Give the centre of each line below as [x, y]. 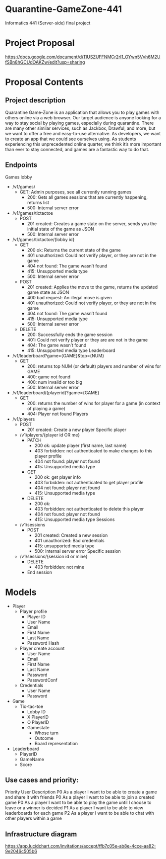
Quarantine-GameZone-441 [64, 9]
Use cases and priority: [42, 780]
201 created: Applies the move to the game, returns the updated [92, 287]
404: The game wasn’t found [57, 345]
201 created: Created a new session [71, 535]
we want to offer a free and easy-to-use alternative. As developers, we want [83, 133]
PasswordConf [42, 680]
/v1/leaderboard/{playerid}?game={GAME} [56, 392]
